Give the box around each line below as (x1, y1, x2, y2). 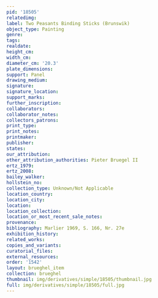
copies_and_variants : (6, 242, 62, 248)
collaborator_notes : (6, 111, 59, 117)
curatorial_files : (6, 248, 53, 254)
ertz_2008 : (6, 168, 34, 174)
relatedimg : (6, 15, 37, 21)
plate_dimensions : (6, 65, 53, 72)
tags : (6, 37, 20, 43)
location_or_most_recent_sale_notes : (6, 214, 103, 220)
